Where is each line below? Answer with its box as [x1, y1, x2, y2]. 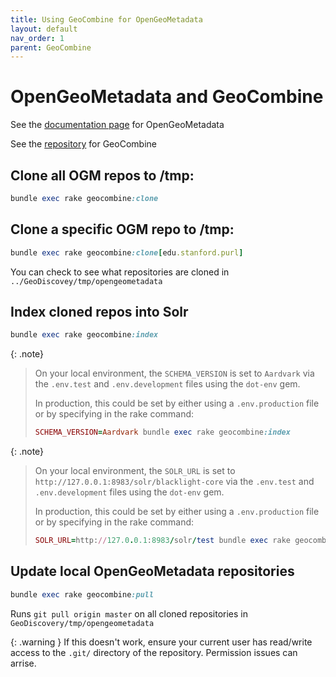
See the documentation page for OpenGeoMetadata [10, 119, 225, 131]
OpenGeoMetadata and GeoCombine [10, 86, 324, 108]
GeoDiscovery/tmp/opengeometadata [10, 618, 155, 628]
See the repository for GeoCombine [10, 138, 157, 150]
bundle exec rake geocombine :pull [10, 589, 155, 600]
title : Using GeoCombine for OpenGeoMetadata [10, 14, 203, 25]
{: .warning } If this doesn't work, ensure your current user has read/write [10, 636, 313, 648]
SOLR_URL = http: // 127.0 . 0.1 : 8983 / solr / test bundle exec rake [34, 536, 291, 546]
